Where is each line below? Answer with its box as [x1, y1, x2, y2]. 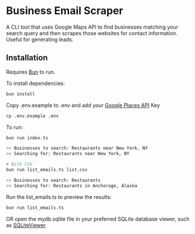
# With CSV [6, 161, 33, 167]
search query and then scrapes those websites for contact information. [6, 29, 178, 36]
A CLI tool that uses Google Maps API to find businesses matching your [6, 23, 179, 30]
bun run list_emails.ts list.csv [6, 167, 88, 173]
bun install [6, 91, 35, 97]
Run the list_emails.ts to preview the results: [6, 193, 112, 200]
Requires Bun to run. [6, 68, 56, 75]
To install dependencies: [6, 80, 66, 87]
